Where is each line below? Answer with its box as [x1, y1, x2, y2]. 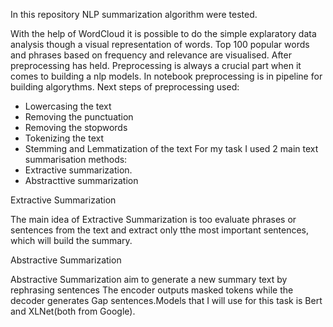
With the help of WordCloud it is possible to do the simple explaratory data [10, 28, 317, 39]
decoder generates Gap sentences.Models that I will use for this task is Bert [10, 295, 323, 306]
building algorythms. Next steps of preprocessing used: [10, 81, 240, 93]
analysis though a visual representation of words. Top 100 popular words [10, 39, 310, 50]
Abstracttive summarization [24, 175, 139, 186]
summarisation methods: [24, 154, 128, 165]
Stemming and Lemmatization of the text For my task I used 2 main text [24, 143, 319, 154]
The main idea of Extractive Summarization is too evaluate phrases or [10, 214, 297, 225]
